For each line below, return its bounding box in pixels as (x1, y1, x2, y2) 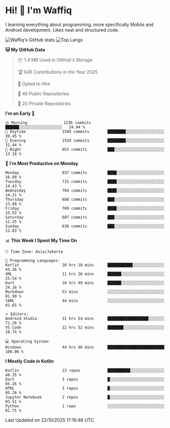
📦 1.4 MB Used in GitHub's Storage (17, 57, 93, 63)
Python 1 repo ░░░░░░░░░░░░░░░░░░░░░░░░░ (5, 404, 165, 409)
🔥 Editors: (5, 311, 29, 316)
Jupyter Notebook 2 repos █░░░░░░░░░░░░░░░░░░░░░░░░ (5, 394, 165, 399)
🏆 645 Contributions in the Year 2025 (17, 69, 98, 75)
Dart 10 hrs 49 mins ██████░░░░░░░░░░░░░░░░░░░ (5, 280, 165, 285)
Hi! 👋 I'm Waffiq (5, 5, 72, 16)
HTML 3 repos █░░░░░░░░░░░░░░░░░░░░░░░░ (5, 386, 165, 391)
